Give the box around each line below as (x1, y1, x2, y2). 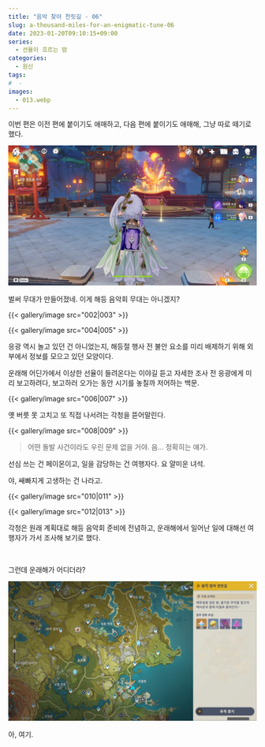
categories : (8, 54, 47, 62)
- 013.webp (15, 95, 51, 104)
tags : (8, 71, 26, 79)
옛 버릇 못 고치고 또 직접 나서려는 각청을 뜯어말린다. (8, 410, 166, 420)
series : (8, 38, 34, 46)
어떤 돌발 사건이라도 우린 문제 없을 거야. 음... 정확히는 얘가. (27, 442, 208, 451)
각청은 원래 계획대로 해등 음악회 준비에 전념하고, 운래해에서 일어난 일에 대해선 (8, 523, 246, 532)
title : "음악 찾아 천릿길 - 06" (8, 13, 103, 21)
